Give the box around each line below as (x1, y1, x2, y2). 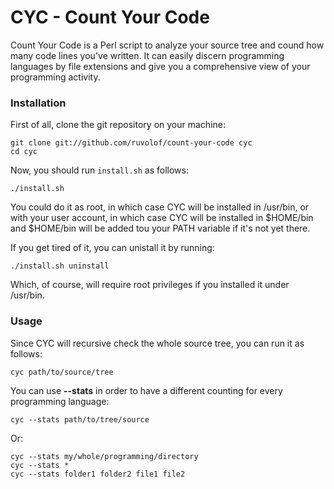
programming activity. (10, 71, 101, 83)
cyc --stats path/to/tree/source (10, 414, 150, 425)
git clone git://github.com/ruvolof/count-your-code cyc (10, 138, 253, 148)
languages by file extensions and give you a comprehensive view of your (10, 60, 311, 72)
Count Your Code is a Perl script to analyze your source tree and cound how (10, 39, 325, 51)
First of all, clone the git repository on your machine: (10, 119, 226, 131)
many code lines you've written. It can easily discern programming (10, 49, 285, 61)
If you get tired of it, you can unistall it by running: (10, 242, 215, 254)
